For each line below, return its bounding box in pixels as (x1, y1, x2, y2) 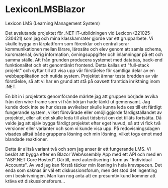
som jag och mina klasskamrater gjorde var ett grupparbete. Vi (23, 35, 153, 41)
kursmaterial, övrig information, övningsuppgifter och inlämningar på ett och (5, 51, 163, 57)
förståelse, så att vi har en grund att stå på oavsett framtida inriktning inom (5, 78, 160, 84)
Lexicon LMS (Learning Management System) (5, 20, 100, 26)
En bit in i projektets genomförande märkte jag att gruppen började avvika (5, 93, 158, 99)
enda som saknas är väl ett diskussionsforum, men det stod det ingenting (5, 167, 157, 173)
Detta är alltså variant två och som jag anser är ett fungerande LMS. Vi (5, 146, 151, 152)
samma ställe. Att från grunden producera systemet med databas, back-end (5, 56, 162, 62)
